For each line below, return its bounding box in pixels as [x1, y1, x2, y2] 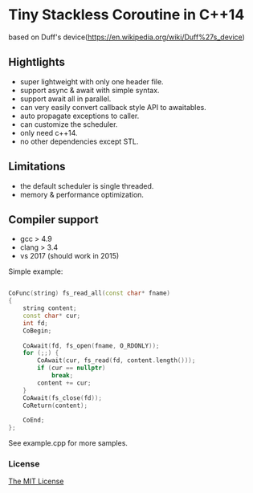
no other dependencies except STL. [19, 136, 139, 146]
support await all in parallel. [19, 94, 112, 104]
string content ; [22, 304, 78, 312]
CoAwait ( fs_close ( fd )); [22, 393, 103, 402]
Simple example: [8, 267, 63, 276]
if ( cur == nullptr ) [37, 364, 106, 373]
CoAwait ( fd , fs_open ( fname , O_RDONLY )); [22, 341, 160, 350]
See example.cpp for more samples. [8, 438, 129, 447]
